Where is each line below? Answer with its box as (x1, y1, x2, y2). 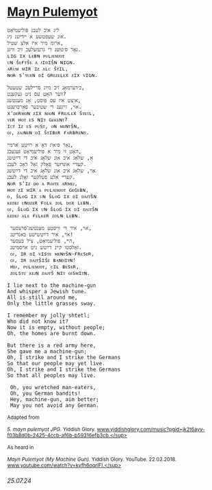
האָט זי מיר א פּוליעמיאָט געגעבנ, (7, 148, 82, 155)
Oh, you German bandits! (10, 390, 81, 397)
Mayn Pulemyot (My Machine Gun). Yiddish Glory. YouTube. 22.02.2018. (7, 456, 177, 463)
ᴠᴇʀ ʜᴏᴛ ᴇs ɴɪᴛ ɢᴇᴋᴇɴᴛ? (7, 116, 68, 123)
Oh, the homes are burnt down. (7, 330, 96, 336)
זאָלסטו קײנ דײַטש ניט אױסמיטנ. (10, 244, 82, 251)
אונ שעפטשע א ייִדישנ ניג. (7, 33, 67, 40)
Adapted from (7, 414, 40, 421)
